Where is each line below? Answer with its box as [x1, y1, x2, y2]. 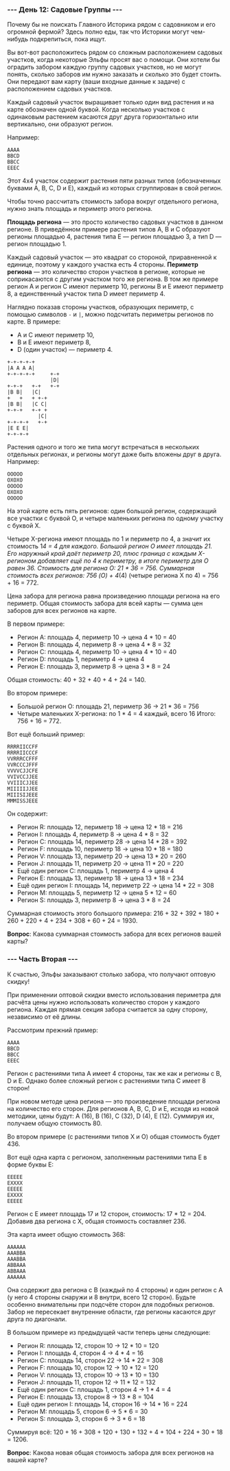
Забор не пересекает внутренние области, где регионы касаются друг [7, 1307, 216, 1316]
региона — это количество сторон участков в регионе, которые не [7, 268, 206, 276]
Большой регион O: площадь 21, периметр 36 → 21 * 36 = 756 [16, 702, 199, 710]
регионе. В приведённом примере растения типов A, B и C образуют [7, 225, 211, 234]
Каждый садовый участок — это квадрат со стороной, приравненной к [7, 253, 217, 262]
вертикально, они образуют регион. [7, 120, 113, 128]
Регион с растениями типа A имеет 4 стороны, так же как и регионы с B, [7, 1069, 222, 1077]
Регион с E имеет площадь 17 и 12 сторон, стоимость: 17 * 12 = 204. [7, 1209, 207, 1217]
